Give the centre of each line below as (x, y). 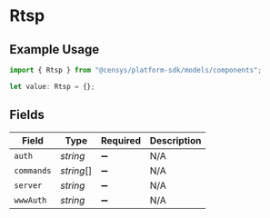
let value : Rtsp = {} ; (52, 86)
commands (33, 170)
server (28, 185)
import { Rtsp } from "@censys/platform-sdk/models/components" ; (135, 70)
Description (175, 140)
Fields (27, 115)
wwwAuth (30, 200)
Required (121, 140)
